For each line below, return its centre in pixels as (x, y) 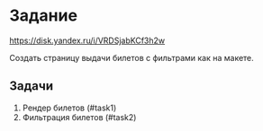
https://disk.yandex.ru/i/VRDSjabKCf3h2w (87, 40)
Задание (44, 16)
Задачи (32, 86)
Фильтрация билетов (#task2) (79, 117)
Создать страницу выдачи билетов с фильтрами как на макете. (131, 57)
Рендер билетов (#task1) (69, 108)
